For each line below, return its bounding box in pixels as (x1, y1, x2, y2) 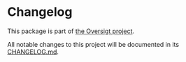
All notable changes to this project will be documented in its (7, 40, 180, 48)
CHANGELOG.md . (7, 48, 59, 56)
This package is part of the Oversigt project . (7, 27, 135, 35)
